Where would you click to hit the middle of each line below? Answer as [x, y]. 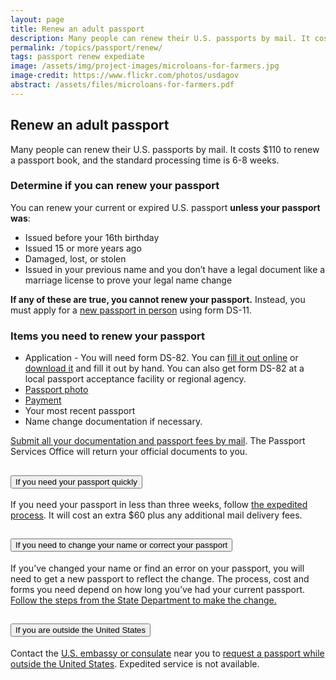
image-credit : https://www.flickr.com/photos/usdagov [125, 76]
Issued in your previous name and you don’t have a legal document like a [175, 269]
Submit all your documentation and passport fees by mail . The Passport [158, 441]
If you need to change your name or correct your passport [121, 545]
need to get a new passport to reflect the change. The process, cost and [160, 578]
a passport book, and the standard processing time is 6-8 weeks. [145, 160]
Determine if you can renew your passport [115, 186]
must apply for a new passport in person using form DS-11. [131, 310]
